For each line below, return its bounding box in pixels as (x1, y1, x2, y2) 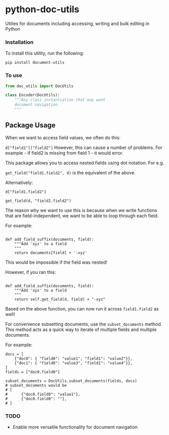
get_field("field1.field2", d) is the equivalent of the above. (5, 169, 136, 175)
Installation (5, 38, 34, 45)
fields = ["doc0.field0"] (5, 369, 60, 374)
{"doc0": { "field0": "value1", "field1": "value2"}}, (14, 356, 133, 361)
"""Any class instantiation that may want (14, 97, 106, 103)
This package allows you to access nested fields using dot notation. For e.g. (5, 160, 164, 166)
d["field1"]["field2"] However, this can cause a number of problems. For (5, 144, 162, 150)
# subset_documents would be (5, 382, 67, 388)
